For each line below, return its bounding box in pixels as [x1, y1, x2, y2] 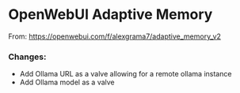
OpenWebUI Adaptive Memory [8, 6, 213, 24]
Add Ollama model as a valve [19, 77, 115, 87]
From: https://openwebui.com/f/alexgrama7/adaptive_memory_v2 [8, 32, 222, 41]
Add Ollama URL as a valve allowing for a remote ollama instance [19, 69, 232, 79]
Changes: [8, 51, 47, 62]
